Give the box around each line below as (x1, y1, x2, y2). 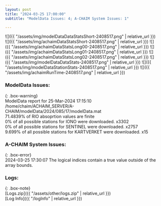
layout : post (5, 7, 32, 12)
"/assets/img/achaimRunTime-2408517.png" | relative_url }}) (5, 70, 125, 76)
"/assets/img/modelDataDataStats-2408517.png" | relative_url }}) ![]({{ (11, 59, 152, 65)
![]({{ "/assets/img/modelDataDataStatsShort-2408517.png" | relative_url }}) (5, 33, 156, 39)
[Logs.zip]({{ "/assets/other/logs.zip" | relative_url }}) (5, 190, 111, 196)
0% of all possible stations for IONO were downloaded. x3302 (5, 118, 129, 124)
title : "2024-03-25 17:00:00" (5, 12, 66, 16)
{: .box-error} (5, 152, 32, 158)
